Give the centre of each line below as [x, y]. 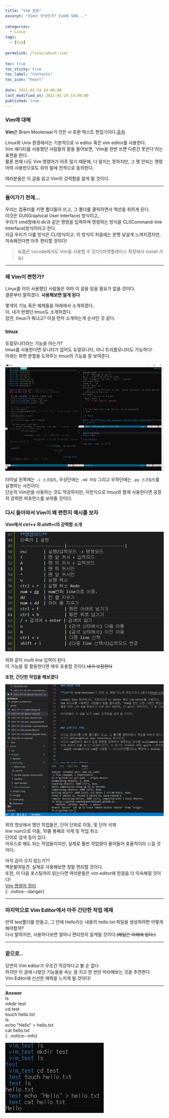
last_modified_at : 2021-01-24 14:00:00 [47, 96]
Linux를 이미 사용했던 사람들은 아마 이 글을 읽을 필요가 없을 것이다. [70, 289]
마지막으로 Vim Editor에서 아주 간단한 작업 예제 [59, 910]
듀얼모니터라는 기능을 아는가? [34, 343]
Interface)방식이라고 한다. [31, 228]
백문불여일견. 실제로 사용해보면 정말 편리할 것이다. [54, 867]
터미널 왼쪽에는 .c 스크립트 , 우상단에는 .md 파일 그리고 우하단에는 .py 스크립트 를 [82, 479]
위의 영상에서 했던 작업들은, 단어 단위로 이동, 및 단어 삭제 [61, 825]
